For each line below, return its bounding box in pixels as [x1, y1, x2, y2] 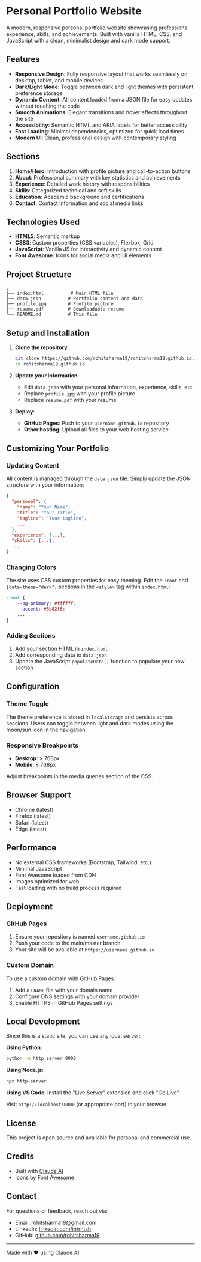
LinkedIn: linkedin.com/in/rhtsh [14, 1225, 92, 1233]
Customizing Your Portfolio [6, 444, 109, 454]
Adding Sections [6, 631, 56, 639]
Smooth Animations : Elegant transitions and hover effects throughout [14, 108, 188, 115]
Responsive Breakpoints [6, 741, 79, 749]
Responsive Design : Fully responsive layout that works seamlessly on [14, 70, 188, 78]
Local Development [6, 1017, 80, 1027]
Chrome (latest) [14, 806, 54, 813]
